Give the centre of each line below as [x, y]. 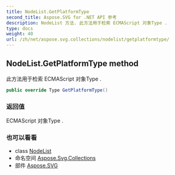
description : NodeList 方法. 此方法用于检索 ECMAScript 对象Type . [87, 23]
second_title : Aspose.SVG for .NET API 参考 [62, 17]
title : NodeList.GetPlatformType [48, 12]
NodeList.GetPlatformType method [73, 64]
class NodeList [33, 151]
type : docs [20, 28]
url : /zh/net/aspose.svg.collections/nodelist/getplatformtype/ [88, 39]
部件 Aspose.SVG [36, 165]
